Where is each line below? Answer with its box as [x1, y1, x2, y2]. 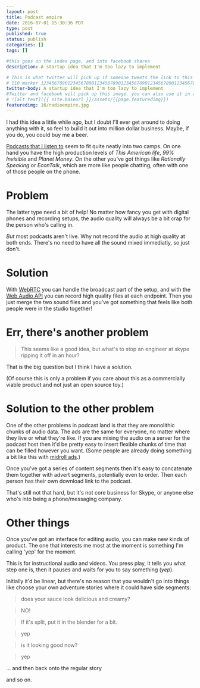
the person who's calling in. [6, 221, 74, 228]
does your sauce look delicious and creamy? [20, 596, 130, 603]
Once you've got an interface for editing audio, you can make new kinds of [6, 536, 189, 543]
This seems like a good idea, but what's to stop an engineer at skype [20, 345, 190, 352]
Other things [6, 516, 70, 530]
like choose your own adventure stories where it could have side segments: [6, 584, 192, 591]
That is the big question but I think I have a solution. [6, 363, 133, 370]
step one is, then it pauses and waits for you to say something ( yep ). [6, 566, 174, 573]
